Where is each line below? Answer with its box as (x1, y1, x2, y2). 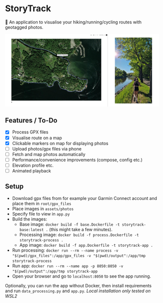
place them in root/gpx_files (12, 200, 72, 206)
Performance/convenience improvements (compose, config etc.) (12, 157, 143, 163)
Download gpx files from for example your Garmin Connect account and (12, 195, 157, 201)
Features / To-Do (5, 116, 58, 125)
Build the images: (12, 216, 47, 222)
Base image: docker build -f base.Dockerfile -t (19, 221, 120, 227)
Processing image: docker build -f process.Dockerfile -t (19, 232, 139, 238)
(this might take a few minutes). (49, 226, 113, 232)
